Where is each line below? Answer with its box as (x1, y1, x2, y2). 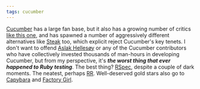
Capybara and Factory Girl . (6, 76, 73, 83)
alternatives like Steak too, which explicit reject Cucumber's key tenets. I (6, 38, 186, 45)
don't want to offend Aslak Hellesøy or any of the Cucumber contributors (6, 44, 187, 51)
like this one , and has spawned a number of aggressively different (6, 31, 170, 39)
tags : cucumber (6, 8, 44, 15)
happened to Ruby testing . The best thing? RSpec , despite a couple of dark (6, 63, 195, 70)
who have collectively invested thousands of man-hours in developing (6, 50, 180, 57)
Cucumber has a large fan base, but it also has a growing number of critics (6, 25, 191, 32)
